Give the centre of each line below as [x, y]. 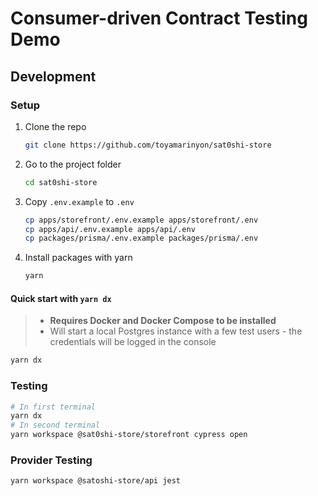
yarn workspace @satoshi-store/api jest [96, 481]
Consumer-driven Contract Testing [159, 18]
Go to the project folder [73, 164]
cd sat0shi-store [61, 182]
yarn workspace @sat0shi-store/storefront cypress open [129, 435]
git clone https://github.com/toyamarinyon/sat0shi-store [148, 145]
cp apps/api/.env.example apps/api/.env [110, 229]
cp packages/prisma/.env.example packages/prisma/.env [141, 238]
